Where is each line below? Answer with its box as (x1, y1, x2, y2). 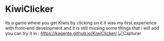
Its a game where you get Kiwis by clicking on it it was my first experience (5, 20, 157, 26)
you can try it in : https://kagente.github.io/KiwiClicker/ (5, 30, 117, 36)
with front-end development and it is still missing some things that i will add (5, 25, 160, 31)
